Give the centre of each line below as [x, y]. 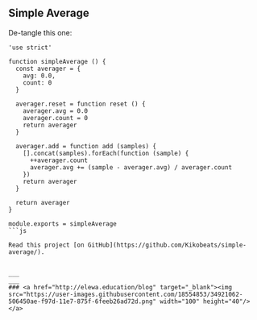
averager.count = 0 [56, 118]
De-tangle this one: [40, 32]
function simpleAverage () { [57, 61]
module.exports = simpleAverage [62, 224]
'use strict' [30, 48]
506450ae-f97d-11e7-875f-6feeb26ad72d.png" [83, 301]
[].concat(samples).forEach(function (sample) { [106, 153]
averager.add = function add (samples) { [86, 146]
